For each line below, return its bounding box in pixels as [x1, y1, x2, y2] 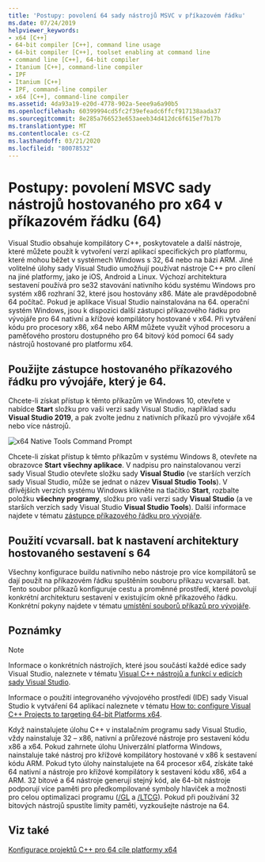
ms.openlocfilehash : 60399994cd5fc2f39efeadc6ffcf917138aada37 [8, 108, 221, 116]
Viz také [8, 824, 50, 837]
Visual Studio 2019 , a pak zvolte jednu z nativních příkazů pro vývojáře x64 [8, 413, 256, 423]
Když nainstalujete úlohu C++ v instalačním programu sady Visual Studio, [8, 725, 248, 734]
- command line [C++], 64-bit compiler [8, 56, 140, 64]
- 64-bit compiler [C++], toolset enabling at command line [8, 48, 211, 56]
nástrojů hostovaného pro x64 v [8, 195, 223, 213]
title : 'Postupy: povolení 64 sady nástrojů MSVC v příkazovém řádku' [8, 11, 246, 20]
